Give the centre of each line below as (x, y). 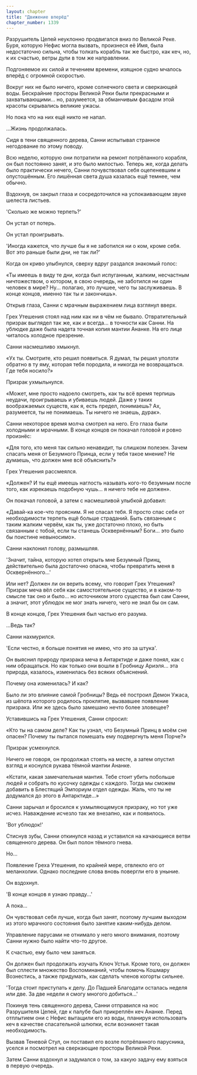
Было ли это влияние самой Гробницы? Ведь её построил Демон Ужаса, (98, 695)
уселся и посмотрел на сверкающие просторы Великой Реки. (84, 1048)
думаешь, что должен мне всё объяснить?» (61, 460)
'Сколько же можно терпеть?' (44, 212)
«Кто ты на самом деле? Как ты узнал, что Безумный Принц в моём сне (97, 730)
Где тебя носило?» (30, 371)
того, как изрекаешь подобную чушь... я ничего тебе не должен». (89, 489)
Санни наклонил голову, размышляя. (52, 549)
